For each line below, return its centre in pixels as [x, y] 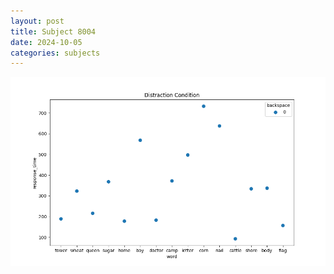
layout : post [37, 21]
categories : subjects [55, 53]
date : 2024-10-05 [46, 42]
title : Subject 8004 [53, 31]
